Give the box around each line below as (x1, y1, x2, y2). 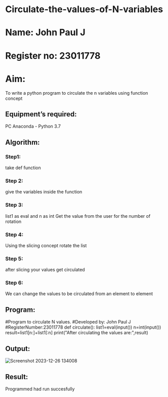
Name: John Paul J (5, 27, 86, 38)
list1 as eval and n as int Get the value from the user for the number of (5, 213, 151, 219)
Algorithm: (5, 138, 40, 146)
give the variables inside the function (5, 189, 82, 195)
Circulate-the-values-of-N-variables (5, 4, 163, 15)
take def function (5, 165, 41, 171)
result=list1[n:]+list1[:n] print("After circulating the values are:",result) (5, 330, 148, 336)
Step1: (5, 153, 21, 160)
